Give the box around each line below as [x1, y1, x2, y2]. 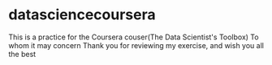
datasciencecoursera [8, 6, 156, 24]
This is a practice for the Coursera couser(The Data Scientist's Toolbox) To [8, 32, 259, 42]
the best [8, 49, 37, 59]
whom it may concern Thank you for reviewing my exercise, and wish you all [8, 40, 264, 50]
